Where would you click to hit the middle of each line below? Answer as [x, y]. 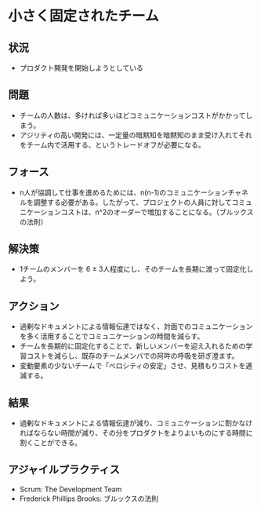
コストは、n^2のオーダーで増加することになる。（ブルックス [157, 212]
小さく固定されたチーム [83, 16]
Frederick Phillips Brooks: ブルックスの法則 [89, 498]
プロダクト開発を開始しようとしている [81, 68]
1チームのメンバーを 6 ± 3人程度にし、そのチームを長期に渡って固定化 [133, 269]
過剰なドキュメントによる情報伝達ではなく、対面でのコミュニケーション [136, 327]
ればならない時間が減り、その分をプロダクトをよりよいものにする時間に [136, 433]
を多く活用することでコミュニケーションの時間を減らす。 [112, 336]
